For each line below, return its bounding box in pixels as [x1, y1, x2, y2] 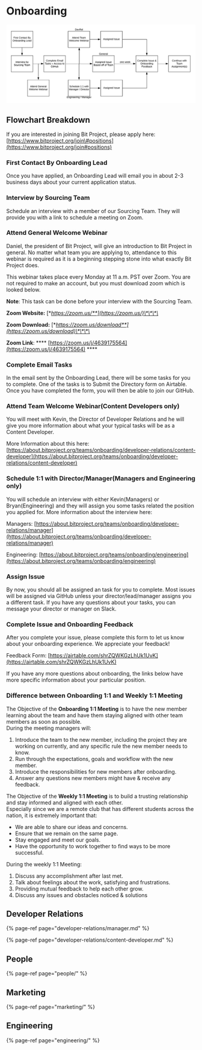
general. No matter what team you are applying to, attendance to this [6, 249, 177, 256]
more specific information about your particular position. [6, 676, 146, 684]
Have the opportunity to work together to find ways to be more [14, 842, 171, 850]
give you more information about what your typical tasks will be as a [6, 422, 176, 429]
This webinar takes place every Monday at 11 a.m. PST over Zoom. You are [6, 273, 191, 281]
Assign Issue [6, 572, 45, 580]
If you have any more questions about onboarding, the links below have [6, 670, 183, 677]
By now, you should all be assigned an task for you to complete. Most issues [6, 586, 195, 594]
